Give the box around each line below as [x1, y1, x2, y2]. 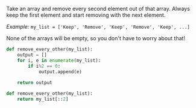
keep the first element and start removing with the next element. [6, 11, 166, 19]
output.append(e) [38, 68, 83, 74]
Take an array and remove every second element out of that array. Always [6, 5, 190, 12]
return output [17, 80, 52, 86]
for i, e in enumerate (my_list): [17, 57, 101, 64]
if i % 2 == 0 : [28, 63, 61, 69]
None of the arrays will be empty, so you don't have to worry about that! [6, 35, 186, 41]
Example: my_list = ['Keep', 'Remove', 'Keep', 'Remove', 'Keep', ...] [6, 23, 190, 30]
